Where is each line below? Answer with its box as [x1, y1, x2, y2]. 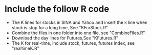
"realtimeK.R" [11, 45, 40, 51]
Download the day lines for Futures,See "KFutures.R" [11, 35, 118, 41]
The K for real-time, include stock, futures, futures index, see [11, 40, 135, 46]
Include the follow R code [4, 3, 109, 15]
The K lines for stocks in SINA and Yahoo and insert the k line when [11, 19, 148, 25]
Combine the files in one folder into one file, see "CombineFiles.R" [11, 30, 145, 36]
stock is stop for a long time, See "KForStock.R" [11, 24, 108, 30]
